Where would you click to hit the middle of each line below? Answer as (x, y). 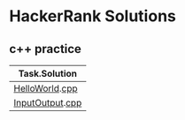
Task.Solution (48, 74)
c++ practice (46, 49)
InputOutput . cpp (48, 103)
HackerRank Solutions (93, 16)
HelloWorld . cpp (46, 88)
